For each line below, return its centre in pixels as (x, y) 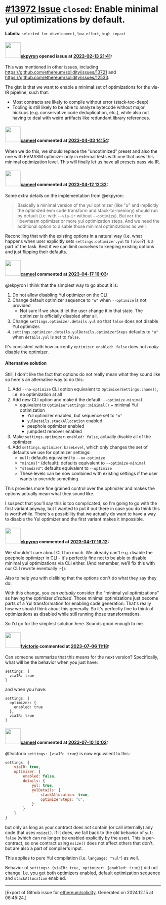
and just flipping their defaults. (36, 252)
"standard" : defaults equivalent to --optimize (66, 468)
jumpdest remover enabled (55, 431)
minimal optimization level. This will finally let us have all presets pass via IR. (83, 162)
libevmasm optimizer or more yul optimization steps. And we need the (88, 221)
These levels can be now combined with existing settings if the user (89, 473)
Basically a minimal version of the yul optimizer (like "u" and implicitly (88, 205)
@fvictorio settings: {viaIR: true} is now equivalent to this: (67, 753)
